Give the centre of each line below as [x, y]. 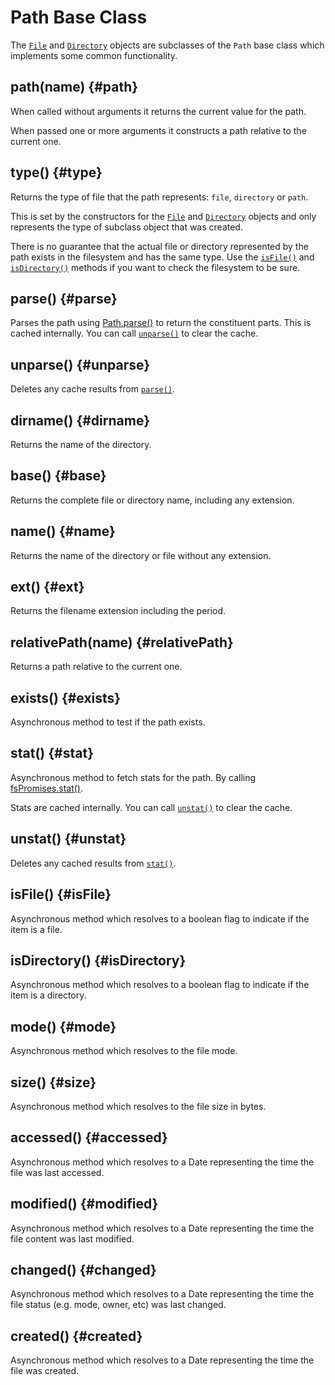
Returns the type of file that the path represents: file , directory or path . [159, 197]
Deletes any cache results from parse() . [93, 389]
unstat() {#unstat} [68, 839]
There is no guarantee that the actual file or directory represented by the [159, 246]
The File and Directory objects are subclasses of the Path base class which [167, 45]
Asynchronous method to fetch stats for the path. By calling [133, 777]
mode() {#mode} [63, 1026]
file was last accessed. [57, 1172]
